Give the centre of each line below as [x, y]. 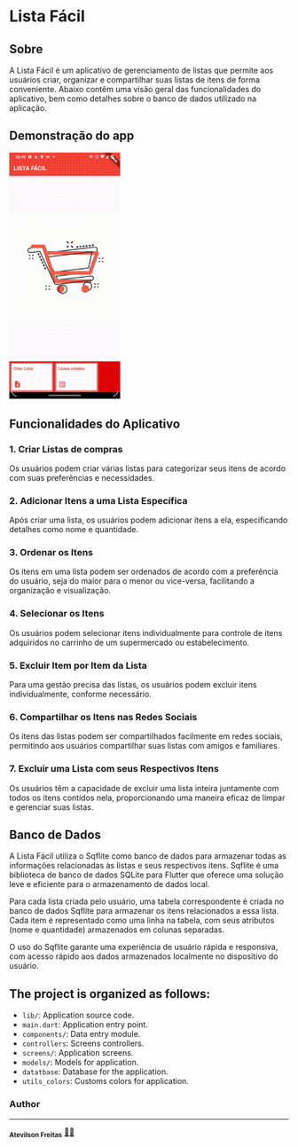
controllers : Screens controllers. [83, 1043]
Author [25, 1104]
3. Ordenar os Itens [51, 553]
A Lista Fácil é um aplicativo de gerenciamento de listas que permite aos [141, 70]
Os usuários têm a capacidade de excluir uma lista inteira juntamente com [144, 788]
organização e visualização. [60, 591]
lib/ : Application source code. [78, 1015]
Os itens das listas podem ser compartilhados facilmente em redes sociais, [146, 736]
